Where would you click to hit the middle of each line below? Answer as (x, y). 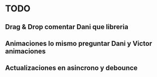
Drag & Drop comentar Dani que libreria (67, 27)
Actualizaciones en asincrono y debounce (71, 68)
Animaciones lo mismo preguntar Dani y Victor (79, 43)
